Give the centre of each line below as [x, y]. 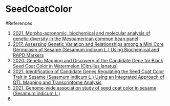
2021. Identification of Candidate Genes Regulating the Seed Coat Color [88, 71]
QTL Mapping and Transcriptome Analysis [57, 82]
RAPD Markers [28, 55]
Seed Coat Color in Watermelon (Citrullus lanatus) [65, 66]
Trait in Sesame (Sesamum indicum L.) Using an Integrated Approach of [89, 77]
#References [19, 23]
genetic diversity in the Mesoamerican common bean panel [75, 39]
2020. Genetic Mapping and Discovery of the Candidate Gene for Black [88, 60]
